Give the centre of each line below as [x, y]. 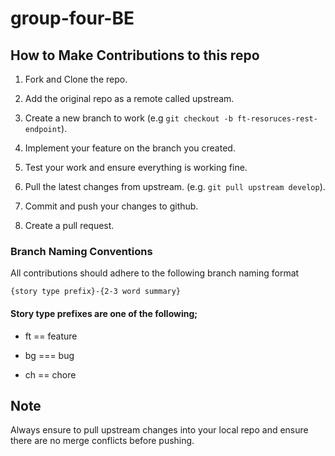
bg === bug [49, 355]
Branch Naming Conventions [81, 251]
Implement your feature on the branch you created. [130, 148]
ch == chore [50, 374]
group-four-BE [72, 18]
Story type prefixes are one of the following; [104, 313]
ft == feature [51, 336]
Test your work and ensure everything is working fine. [136, 167]
